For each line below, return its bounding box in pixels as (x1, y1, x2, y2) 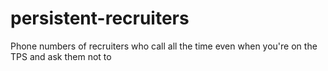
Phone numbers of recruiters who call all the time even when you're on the (10, 40, 318, 52)
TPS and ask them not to (10, 50, 112, 62)
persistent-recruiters (10, 7, 190, 30)
